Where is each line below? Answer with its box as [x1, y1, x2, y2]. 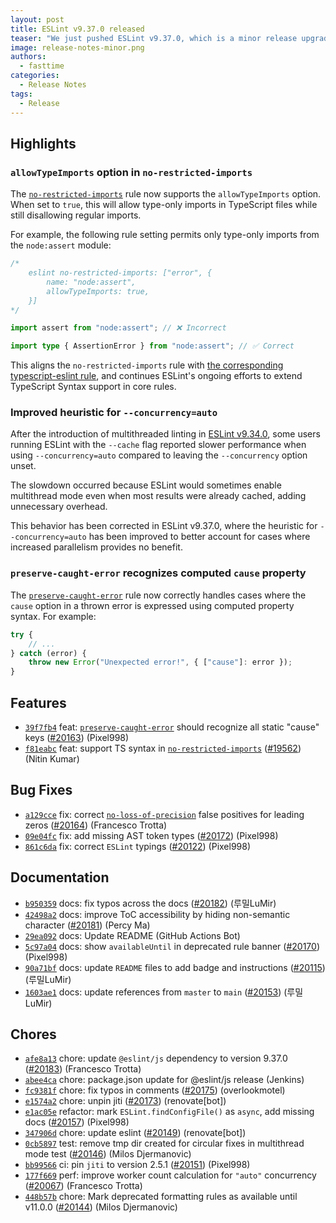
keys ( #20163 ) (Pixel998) [24, 731, 130, 743]
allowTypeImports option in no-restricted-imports [10, 165, 253, 179]
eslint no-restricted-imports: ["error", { [28, 268, 213, 278]
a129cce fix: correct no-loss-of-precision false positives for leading [24, 808, 305, 820]
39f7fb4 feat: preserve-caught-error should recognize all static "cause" [24, 721, 320, 733]
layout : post [10, 14, 65, 25]
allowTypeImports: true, [46, 286, 150, 296]
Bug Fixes [10, 782, 73, 799]
